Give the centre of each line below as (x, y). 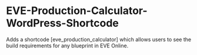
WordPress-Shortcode (63, 23)
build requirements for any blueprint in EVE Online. (67, 46)
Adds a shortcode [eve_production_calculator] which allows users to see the (99, 39)
